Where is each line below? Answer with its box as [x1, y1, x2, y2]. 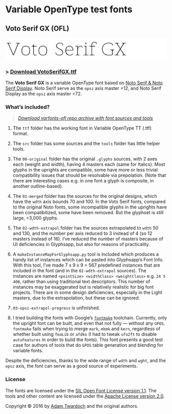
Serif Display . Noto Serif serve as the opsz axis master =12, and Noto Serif [5, 85, 162, 91]
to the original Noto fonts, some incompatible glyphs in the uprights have [12, 204, 167, 210]
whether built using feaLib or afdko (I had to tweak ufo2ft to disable [12, 331, 157, 337]
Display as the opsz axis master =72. [5, 91, 82, 97]
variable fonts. [12, 348, 44, 354]
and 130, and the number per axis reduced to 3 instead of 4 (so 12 [12, 230, 152, 237]
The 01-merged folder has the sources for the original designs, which [12, 193, 158, 199]
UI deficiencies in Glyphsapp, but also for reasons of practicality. [12, 241, 150, 248]
